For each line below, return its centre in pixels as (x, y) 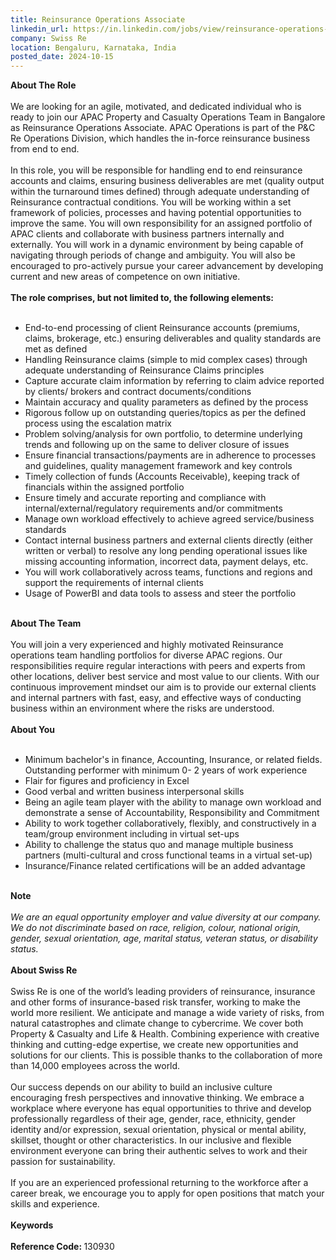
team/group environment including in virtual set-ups (132, 834)
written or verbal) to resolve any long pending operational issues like (166, 551)
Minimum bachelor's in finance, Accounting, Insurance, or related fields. (173, 760)
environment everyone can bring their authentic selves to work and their (159, 1151)
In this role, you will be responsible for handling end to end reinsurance (156, 170)
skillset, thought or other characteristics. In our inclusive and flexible (151, 1140)
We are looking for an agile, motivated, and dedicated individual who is (156, 107)
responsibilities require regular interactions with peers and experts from (158, 666)
